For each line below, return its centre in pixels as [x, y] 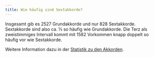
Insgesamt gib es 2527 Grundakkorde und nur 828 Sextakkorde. [70, 24]
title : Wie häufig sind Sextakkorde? [44, 10]
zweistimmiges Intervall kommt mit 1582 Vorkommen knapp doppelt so [77, 34]
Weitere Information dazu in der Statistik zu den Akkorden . [65, 49]
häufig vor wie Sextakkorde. [34, 40]
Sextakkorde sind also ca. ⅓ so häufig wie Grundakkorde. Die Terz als [76, 29]
